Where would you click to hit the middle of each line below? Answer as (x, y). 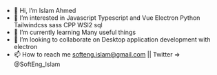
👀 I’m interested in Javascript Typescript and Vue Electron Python (107, 18)
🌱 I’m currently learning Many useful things (75, 32)
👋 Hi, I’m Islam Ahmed (45, 11)
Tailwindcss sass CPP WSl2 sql (58, 25)
